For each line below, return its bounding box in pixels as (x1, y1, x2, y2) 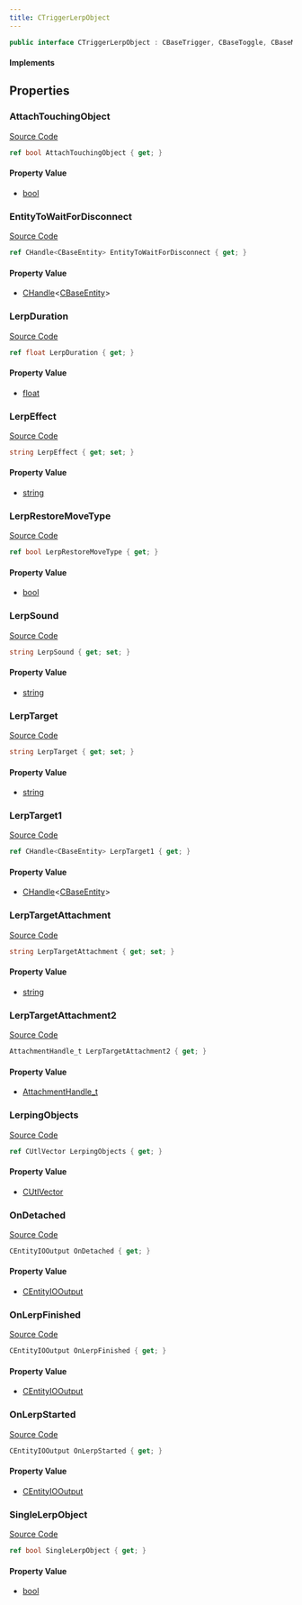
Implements (9, 58, 56, 68)
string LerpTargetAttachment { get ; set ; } (9, 947, 175, 956)
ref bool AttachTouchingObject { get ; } (9, 148, 164, 158)
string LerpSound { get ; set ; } (9, 648, 130, 657)
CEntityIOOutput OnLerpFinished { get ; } (9, 1347, 167, 1356)
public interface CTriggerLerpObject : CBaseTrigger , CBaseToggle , (9, 38, 268, 47)
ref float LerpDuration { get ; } (9, 348, 135, 357)
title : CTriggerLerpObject (9, 13, 111, 23)
